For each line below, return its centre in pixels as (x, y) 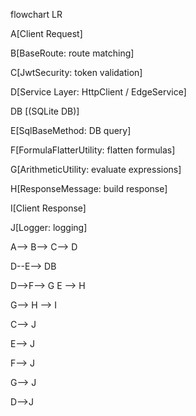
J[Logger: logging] (49, 227)
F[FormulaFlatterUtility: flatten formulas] (93, 150)
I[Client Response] (48, 208)
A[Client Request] (46, 33)
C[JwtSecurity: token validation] (76, 72)
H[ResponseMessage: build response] (89, 188)
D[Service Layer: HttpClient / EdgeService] (98, 92)
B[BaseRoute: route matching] (72, 53)
